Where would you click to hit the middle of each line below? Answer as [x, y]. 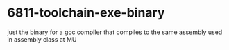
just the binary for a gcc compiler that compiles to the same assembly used [115, 32]
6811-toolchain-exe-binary [86, 13]
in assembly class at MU [42, 39]
